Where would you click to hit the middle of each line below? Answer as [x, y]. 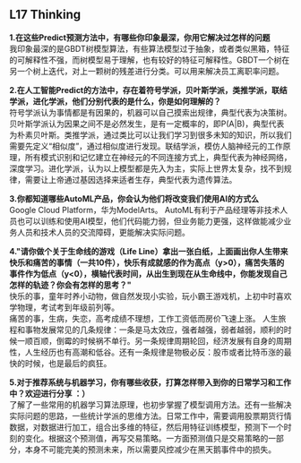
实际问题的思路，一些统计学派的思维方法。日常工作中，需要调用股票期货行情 [150, 416]
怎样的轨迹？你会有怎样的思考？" [70, 285]
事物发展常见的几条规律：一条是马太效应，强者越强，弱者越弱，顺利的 [154, 330]
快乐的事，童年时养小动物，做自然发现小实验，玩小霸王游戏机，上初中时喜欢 [150, 296]
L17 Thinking [45, 15]
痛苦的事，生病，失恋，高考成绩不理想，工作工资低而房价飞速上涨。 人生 [144, 318]
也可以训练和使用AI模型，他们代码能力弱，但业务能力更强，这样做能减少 [150, 221]
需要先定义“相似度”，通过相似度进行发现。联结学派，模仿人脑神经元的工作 [146, 146]
